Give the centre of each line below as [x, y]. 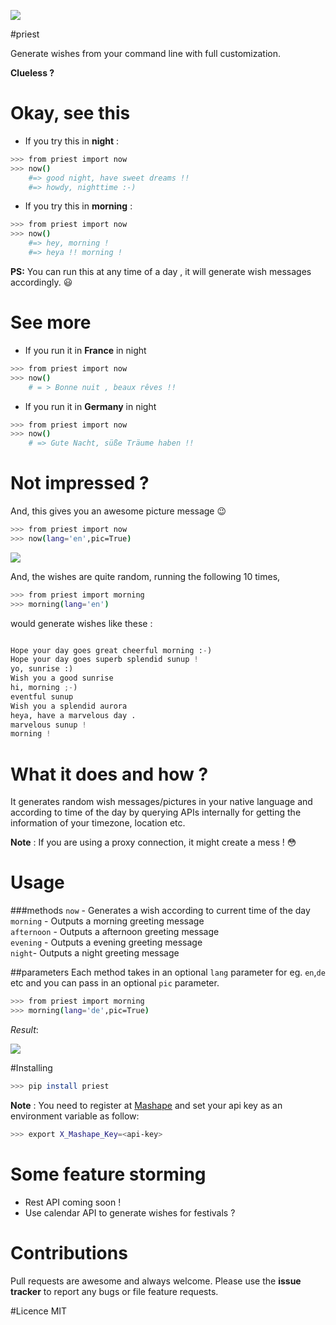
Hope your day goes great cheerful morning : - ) [111, 650]
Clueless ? [32, 73]
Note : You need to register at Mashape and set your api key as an [146, 1105]
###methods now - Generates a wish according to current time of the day [160, 911]
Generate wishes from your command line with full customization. [145, 53]
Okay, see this [70, 113]
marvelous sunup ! [48, 725]
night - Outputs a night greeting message [95, 953]
